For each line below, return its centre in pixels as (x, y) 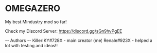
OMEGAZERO (33, 8)
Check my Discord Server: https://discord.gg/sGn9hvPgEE (64, 31)
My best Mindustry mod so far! (36, 22)
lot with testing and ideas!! (31, 45)
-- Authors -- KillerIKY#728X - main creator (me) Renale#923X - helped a (79, 40)
